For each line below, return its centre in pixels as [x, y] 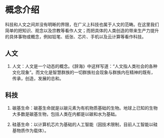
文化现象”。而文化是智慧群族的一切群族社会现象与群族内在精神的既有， [83, 72]
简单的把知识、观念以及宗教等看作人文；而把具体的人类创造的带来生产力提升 [82, 30]
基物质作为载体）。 [30, 130]
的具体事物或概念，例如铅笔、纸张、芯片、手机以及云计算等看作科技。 [76, 37]
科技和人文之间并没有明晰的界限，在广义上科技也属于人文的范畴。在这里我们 [82, 24]
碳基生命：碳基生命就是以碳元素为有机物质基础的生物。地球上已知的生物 [85, 108]
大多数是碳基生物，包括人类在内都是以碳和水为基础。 [66, 114]
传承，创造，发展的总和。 [38, 78]
